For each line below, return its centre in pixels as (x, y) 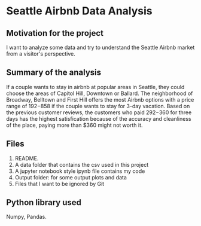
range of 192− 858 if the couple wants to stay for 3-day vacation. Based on (98, 106)
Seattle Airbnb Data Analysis (79, 11)
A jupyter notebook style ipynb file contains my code (80, 171)
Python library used (44, 202)
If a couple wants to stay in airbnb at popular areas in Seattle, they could (95, 87)
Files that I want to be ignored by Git (60, 184)
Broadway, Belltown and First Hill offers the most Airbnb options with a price (100, 99)
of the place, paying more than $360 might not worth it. (74, 125)
